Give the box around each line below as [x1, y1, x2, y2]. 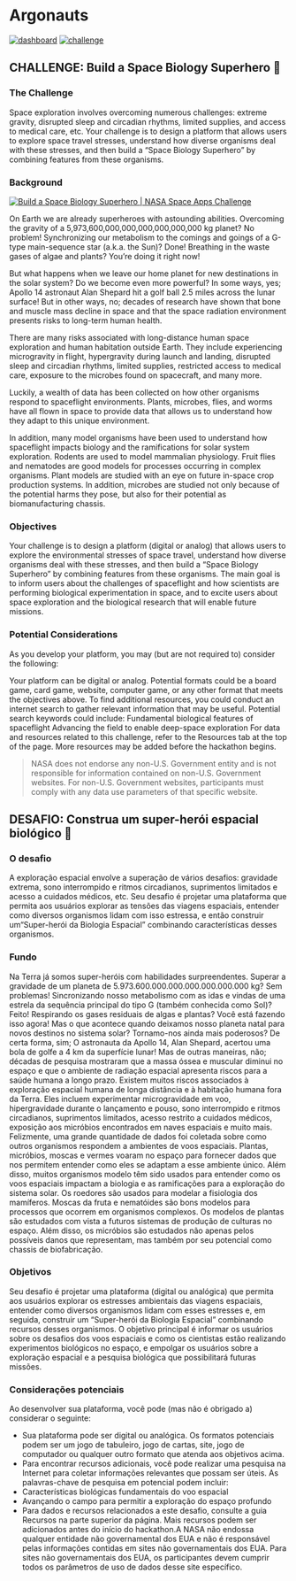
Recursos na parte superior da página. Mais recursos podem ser [21, 1515, 257, 1525]
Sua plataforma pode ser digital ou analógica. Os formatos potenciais [21, 1431, 275, 1441]
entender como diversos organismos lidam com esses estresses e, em [9, 1305, 266, 1315]
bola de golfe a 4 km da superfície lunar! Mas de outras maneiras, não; [9, 1046, 267, 1057]
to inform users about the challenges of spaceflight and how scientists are [9, 578, 280, 589]
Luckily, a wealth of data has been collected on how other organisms [9, 387, 260, 397]
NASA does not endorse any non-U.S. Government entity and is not [30, 758, 277, 768]
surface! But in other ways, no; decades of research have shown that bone [9, 296, 281, 306]
